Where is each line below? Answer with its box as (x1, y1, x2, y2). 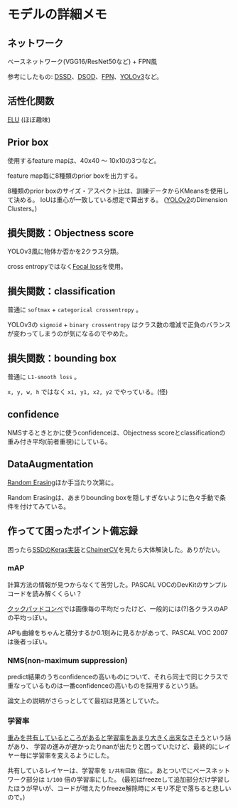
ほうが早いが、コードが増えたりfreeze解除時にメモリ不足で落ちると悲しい (13, 784, 232, 793)
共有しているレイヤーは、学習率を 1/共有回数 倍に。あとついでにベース (7, 766, 212, 775)
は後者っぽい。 (7, 637, 51, 646)
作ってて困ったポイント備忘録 (7, 525, 138, 537)
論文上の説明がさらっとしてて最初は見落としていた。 (7, 696, 163, 705)
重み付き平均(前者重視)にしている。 (7, 437, 112, 445)
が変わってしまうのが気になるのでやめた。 (7, 329, 132, 338)
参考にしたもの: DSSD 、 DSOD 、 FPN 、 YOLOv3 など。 (7, 73, 163, 80)
